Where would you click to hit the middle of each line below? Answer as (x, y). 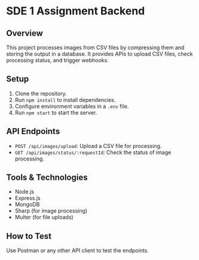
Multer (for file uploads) (44, 217)
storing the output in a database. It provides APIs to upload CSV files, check (99, 54)
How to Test (29, 236)
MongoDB (27, 204)
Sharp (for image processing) (51, 211)
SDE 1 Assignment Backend (76, 11)
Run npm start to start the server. (56, 113)
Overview (25, 33)
